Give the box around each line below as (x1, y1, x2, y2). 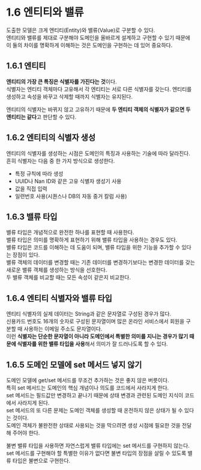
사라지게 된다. (17, 399, 50, 406)
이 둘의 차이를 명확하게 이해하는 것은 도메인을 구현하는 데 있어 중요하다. (6, 41, 173, 49)
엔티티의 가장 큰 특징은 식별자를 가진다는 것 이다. (6, 78, 117, 85)
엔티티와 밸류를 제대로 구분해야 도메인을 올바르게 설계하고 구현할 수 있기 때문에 (6, 34, 191, 41)
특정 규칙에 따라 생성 (14, 169, 64, 177)
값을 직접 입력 (14, 185, 47, 192)
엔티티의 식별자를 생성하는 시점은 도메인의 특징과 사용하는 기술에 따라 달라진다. (6, 150, 191, 157)
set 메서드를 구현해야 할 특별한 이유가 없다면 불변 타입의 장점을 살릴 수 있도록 (6, 450, 187, 457)
